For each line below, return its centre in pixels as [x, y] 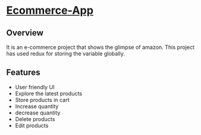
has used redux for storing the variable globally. [66, 54]
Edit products [32, 125]
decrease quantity [37, 113]
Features [23, 73]
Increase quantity [37, 106]
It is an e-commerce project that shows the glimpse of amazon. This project [101, 47]
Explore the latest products [49, 93]
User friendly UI [35, 87]
